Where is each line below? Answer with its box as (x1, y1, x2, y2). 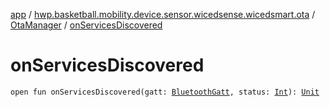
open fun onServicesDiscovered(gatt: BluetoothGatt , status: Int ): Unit (10, 87, 320, 97)
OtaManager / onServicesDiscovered (10, 19, 163, 31)
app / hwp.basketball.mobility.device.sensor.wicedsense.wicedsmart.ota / (10, 9, 316, 20)
